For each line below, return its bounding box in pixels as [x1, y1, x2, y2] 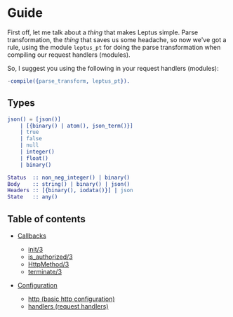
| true [20, 128, 39, 136]
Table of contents [7, 213, 86, 225]
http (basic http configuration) [27, 295, 115, 303]
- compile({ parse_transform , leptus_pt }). [7, 77, 131, 85]
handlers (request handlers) [27, 302, 109, 310]
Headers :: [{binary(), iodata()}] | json [7, 187, 133, 194]
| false [20, 135, 42, 142]
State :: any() [7, 194, 58, 201]
